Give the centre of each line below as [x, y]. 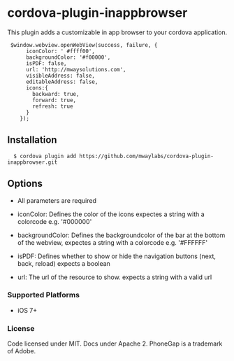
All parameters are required [57, 200]
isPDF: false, [46, 63]
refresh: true [53, 106]
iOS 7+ [27, 310]
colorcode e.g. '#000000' [54, 221]
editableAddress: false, [62, 82]
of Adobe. [22, 351]
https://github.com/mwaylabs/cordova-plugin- [147, 156]
